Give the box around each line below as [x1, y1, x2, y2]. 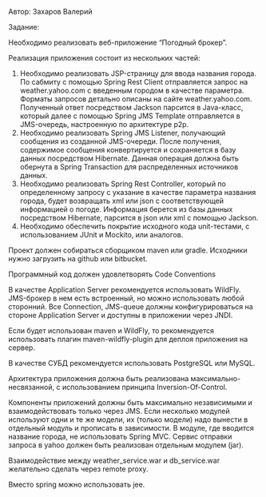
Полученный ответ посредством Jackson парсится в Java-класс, [19, 103, 244, 112]
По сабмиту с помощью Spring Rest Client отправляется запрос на [19, 78, 248, 86]
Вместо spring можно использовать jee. [8, 479, 145, 489]
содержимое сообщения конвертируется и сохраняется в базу [19, 145, 236, 154]
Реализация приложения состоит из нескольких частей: [8, 54, 201, 62]
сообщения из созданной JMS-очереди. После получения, [19, 137, 222, 146]
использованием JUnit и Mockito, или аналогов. [19, 230, 184, 239]
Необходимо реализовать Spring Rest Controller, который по [19, 179, 226, 189]
